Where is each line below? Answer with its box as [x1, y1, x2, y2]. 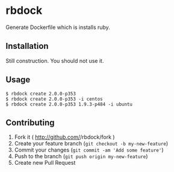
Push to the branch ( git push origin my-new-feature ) [14, 153, 148, 160]
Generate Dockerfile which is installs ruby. [5, 24, 111, 31]
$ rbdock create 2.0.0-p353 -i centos [5, 96, 103, 102]
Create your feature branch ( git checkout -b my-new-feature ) [14, 140, 169, 147]
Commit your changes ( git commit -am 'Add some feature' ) [14, 146, 164, 154]
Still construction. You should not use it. [5, 57, 104, 64]
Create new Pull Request [14, 159, 76, 167]
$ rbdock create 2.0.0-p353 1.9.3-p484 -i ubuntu [5, 101, 133, 107]
